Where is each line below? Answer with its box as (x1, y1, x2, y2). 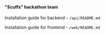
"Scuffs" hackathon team (4, 4, 59, 10)
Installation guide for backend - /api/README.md (4, 15, 101, 21)
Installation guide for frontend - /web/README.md (4, 25, 101, 31)
